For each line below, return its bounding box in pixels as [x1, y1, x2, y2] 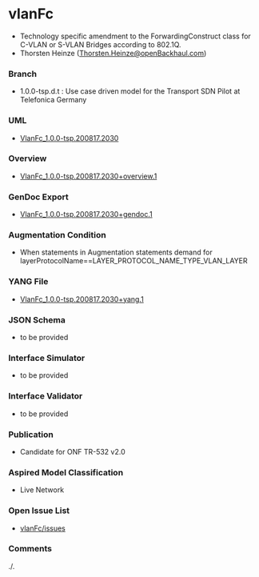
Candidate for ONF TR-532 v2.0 [19, 447, 126, 456]
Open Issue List [8, 505, 70, 516]
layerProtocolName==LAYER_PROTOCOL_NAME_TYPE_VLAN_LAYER [19, 256, 248, 266]
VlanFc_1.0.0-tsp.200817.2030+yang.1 [19, 294, 144, 304]
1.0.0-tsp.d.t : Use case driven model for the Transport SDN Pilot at [19, 86, 241, 96]
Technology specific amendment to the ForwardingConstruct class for [19, 31, 252, 41]
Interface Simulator [8, 352, 86, 363]
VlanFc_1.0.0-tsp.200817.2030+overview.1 [19, 171, 157, 181]
